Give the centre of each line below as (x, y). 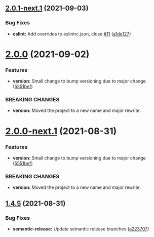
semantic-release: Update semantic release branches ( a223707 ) (81, 229)
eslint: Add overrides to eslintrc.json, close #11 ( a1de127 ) (72, 34)
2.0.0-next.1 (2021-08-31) (61, 131)
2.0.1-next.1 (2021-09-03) (47, 8)
